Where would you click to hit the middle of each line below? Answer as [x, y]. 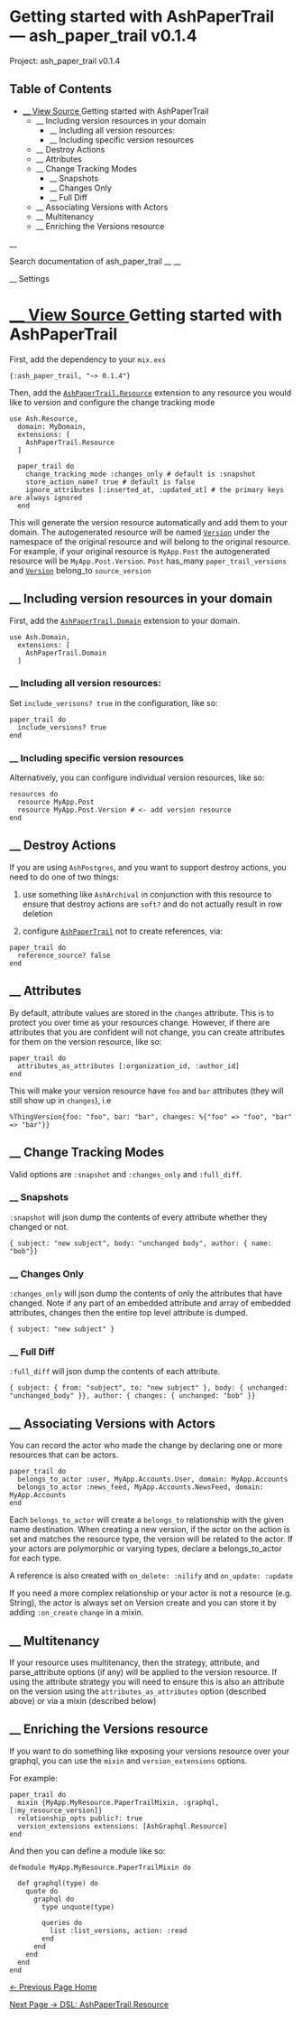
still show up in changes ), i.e [60, 1100]
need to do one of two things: [64, 877]
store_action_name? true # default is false [110, 482]
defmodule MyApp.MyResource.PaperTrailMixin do [101, 1867]
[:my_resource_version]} [56, 1810]
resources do [34, 795]
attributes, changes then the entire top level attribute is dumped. [128, 1313]
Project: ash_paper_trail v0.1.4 [65, 60]
